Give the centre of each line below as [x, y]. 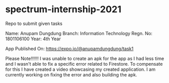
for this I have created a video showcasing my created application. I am [80, 69]
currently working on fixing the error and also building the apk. [71, 74]
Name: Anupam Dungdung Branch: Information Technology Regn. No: [79, 33]
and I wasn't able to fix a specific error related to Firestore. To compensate [84, 64]
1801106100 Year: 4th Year [33, 39]
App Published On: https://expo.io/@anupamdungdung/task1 [69, 48]
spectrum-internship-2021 [64, 9]
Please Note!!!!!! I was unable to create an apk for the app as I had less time [85, 58]
